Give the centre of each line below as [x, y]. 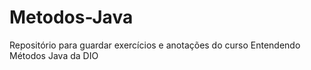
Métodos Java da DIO [54, 55]
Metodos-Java [71, 17]
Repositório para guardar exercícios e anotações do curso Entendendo [155, 45]
